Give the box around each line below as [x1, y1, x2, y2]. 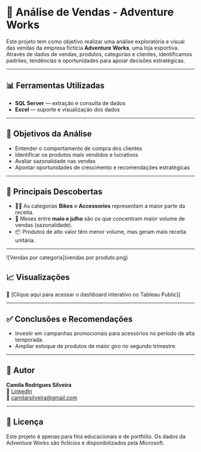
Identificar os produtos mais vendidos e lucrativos [14, 151, 139, 158]
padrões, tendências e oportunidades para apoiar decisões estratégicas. [6, 57, 185, 64]
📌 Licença [6, 417, 44, 427]
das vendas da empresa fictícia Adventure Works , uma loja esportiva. [6, 44, 179, 51]
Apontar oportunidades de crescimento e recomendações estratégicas [14, 164, 190, 171]
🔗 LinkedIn [6, 387, 32, 395]
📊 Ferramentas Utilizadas [6, 81, 105, 91]
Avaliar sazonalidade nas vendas [14, 157, 96, 164]
